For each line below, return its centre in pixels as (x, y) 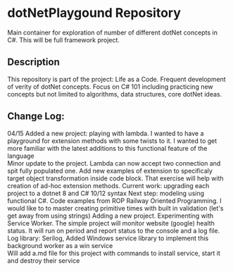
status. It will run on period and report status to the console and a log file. (114, 230)
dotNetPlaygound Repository (94, 13)
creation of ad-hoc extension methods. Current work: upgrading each (108, 185)
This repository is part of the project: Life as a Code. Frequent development (117, 79)
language (21, 156)
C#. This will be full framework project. (63, 39)
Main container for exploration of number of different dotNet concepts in (113, 32)
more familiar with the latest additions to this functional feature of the (107, 148)
